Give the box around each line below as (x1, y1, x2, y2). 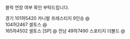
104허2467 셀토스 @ (5, 22, 47, 27)
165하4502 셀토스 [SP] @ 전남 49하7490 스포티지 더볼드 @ (5, 28, 125, 34)
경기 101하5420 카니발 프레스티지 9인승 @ (5, 15, 90, 21)
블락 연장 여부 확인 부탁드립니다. (5, 5, 70, 10)
